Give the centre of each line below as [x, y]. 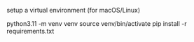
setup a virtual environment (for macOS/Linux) [74, 10]
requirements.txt [30, 31]
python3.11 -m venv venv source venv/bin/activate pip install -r [97, 23]
